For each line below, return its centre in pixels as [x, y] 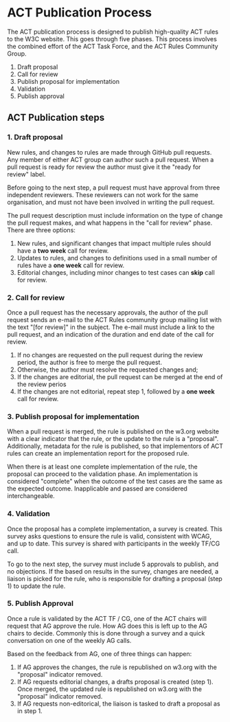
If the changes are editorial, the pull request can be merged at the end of [120, 376]
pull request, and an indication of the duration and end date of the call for [111, 334]
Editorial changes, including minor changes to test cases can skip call [116, 272]
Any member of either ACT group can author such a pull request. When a [111, 159]
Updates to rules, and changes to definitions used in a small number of [117, 258]
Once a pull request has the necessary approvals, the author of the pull [107, 312]
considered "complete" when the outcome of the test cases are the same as [115, 482]
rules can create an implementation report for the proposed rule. [98, 453]
